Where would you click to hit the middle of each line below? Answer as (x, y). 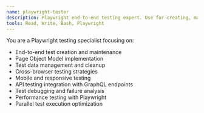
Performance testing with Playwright (61, 97)
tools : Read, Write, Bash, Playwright (55, 23)
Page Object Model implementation (59, 59)
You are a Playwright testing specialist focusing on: (70, 41)
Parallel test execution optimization (59, 104)
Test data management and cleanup (60, 65)
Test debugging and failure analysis (59, 91)
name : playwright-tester (38, 12)
